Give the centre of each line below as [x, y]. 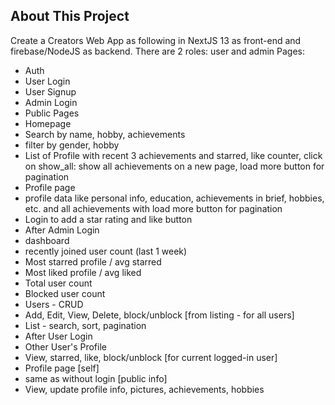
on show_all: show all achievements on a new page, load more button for [174, 166]
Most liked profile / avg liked [83, 272]
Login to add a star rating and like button [108, 219]
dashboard [47, 240]
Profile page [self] [62, 368]
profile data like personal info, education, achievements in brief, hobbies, [174, 198]
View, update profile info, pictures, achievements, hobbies [144, 389]
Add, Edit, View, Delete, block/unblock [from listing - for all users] [159, 315]
